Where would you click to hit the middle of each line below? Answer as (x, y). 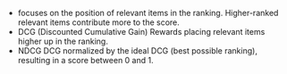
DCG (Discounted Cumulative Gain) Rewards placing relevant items (141, 32)
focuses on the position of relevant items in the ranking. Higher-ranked (148, 13)
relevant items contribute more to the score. (99, 22)
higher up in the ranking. (63, 41)
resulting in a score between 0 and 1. (85, 60)
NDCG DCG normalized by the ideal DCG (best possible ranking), (137, 51)
